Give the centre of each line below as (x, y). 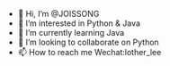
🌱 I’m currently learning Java (71, 33)
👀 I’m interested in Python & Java (79, 23)
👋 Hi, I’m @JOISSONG (58, 14)
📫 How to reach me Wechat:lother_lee (89, 52)
